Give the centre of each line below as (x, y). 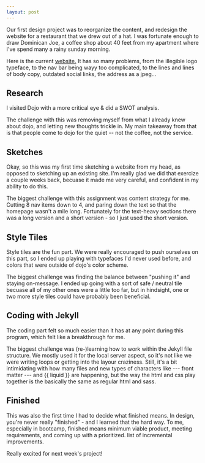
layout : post (23, 12)
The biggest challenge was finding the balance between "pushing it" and (98, 277)
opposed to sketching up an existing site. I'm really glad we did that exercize (102, 174)
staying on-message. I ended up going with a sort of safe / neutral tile (94, 283)
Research (25, 94)
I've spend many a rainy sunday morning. (58, 49)
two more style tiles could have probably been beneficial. (79, 297)
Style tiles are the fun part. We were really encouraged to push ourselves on (102, 252)
